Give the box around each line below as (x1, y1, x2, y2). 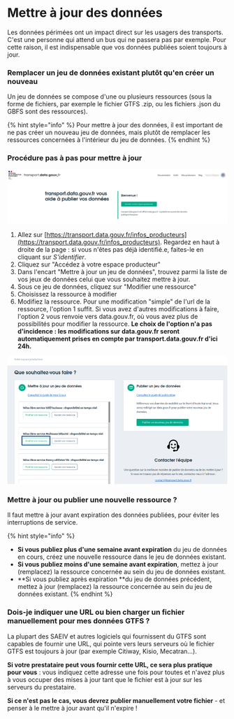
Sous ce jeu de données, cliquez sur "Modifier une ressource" (17, 283, 197, 291)
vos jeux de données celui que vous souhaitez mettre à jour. (17, 275, 191, 284)
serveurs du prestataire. (7, 683, 77, 691)
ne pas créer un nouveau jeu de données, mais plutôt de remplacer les (7, 128, 211, 137)
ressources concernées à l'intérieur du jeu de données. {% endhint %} (7, 136, 211, 144)
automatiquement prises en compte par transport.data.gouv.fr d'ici (17, 334, 218, 343)
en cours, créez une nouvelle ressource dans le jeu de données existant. (17, 553, 227, 561)
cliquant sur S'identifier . (17, 253, 87, 262)
